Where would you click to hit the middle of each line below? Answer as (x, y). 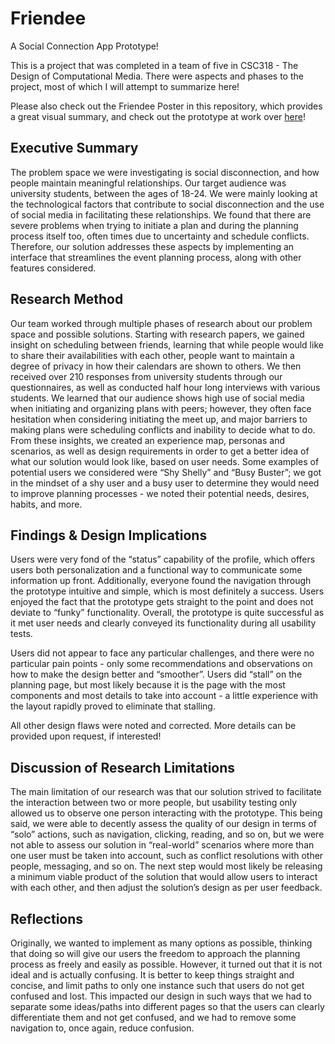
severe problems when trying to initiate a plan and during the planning (154, 225)
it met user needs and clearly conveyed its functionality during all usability (163, 623)
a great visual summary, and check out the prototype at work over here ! (158, 116)
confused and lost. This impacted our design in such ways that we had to (161, 996)
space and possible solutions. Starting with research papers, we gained (157, 334)
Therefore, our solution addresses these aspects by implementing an (152, 246)
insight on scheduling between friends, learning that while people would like (167, 344)
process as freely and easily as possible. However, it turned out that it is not (166, 964)
